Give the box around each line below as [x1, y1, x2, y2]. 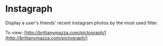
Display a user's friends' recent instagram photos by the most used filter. [5, 20, 158, 26]
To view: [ [5, 29, 26, 35]
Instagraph [5, 3, 52, 15]
